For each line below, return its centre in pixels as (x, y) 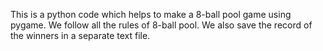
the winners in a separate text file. (80, 35)
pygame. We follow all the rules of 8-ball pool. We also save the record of (161, 25)
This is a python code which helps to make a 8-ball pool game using (151, 14)
